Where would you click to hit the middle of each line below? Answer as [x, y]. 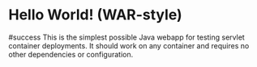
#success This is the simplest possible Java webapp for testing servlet [126, 37]
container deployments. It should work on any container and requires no [129, 45]
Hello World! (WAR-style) [95, 15]
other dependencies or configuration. [71, 54]
